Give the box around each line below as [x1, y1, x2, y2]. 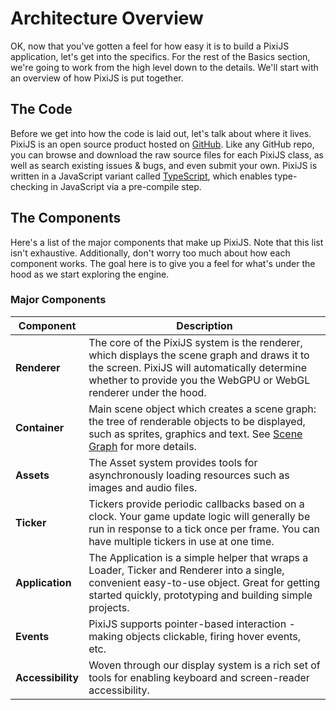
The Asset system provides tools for [88, 455, 258, 469]
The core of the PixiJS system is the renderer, [88, 335, 303, 349]
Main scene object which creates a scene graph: [88, 402, 317, 416]
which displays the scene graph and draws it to [88, 348, 310, 362]
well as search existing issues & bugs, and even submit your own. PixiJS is [10, 159, 318, 171]
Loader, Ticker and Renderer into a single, [88, 563, 285, 577]
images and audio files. [88, 480, 198, 494]
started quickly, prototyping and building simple [88, 588, 313, 602]
